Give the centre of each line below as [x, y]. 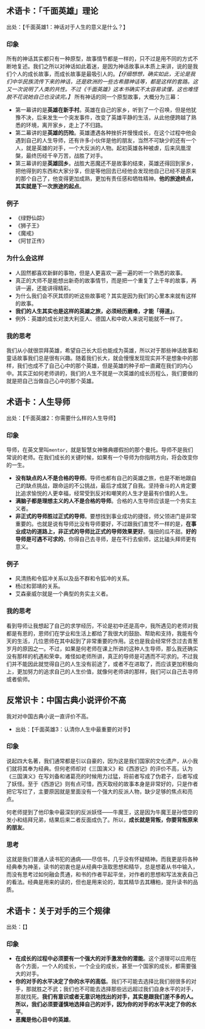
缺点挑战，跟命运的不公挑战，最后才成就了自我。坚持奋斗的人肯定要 [111, 486]
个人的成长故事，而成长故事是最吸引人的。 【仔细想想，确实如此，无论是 [101, 74]
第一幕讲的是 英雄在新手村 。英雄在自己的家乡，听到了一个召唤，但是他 [103, 110]
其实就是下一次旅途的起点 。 [50, 186]
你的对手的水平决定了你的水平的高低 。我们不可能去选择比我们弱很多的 [103, 981]
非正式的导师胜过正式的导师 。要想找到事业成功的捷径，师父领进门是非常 [106, 516]
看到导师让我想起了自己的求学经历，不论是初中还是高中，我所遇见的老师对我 [102, 626]
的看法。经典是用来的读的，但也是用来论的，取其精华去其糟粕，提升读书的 [99, 882]
